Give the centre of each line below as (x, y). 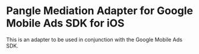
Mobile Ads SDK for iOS (65, 23)
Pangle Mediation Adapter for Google (99, 11)
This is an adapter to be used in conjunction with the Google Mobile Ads (94, 39)
